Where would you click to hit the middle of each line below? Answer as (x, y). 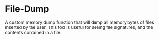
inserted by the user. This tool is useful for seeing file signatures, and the (79, 27)
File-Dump (27, 9)
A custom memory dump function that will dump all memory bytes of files (79, 22)
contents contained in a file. (33, 32)
